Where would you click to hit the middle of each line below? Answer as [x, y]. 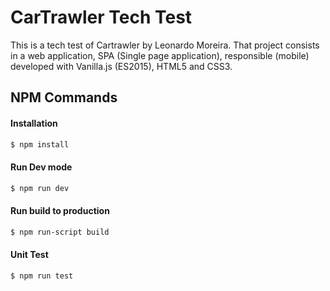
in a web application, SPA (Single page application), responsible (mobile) [160, 55]
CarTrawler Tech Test [101, 17]
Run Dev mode [41, 167]
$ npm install [40, 144]
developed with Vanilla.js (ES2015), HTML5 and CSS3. [121, 66]
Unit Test [29, 255]
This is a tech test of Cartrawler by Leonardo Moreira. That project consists [165, 45]
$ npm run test [42, 276]
